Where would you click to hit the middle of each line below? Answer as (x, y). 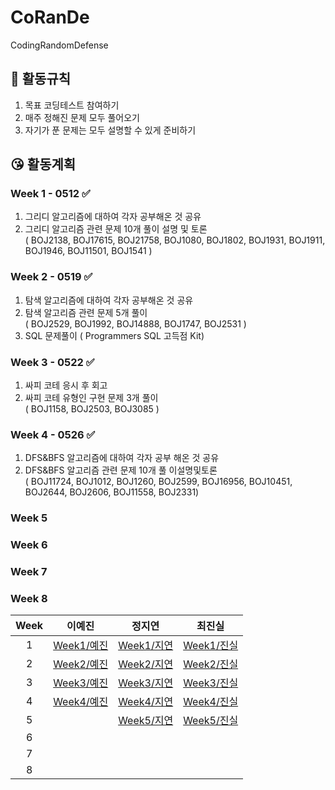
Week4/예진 (81, 702)
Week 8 (29, 599)
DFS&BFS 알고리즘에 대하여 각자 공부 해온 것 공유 (122, 458)
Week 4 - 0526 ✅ (53, 434)
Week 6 (29, 545)
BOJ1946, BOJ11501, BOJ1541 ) (88, 251)
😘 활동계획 (43, 164)
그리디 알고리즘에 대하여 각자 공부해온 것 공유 (113, 217)
